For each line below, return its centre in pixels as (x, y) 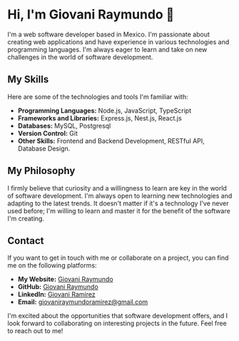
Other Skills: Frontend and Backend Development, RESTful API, (111, 141)
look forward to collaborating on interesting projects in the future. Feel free (117, 323)
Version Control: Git (48, 133)
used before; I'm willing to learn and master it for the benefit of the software (119, 210)
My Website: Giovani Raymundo (65, 279)
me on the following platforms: (52, 265)
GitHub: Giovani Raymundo (58, 287)
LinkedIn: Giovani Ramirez (56, 295)
